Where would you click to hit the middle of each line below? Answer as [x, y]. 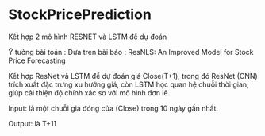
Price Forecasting [37, 60]
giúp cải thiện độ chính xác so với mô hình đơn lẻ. [89, 92]
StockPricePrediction [80, 15]
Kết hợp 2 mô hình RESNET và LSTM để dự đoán [88, 37]
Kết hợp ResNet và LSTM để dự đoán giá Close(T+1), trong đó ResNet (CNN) [133, 76]
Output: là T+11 [33, 123]
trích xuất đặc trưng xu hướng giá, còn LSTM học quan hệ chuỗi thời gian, [129, 84]
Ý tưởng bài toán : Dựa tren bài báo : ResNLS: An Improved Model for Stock [131, 52]
